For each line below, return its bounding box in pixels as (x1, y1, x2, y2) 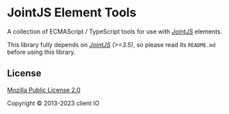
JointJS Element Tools (7, 5, 137, 20)
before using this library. (7, 48, 76, 56)
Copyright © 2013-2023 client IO (7, 99, 100, 107)
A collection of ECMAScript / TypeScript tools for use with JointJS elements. (7, 27, 223, 35)
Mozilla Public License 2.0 (7, 85, 81, 94)
